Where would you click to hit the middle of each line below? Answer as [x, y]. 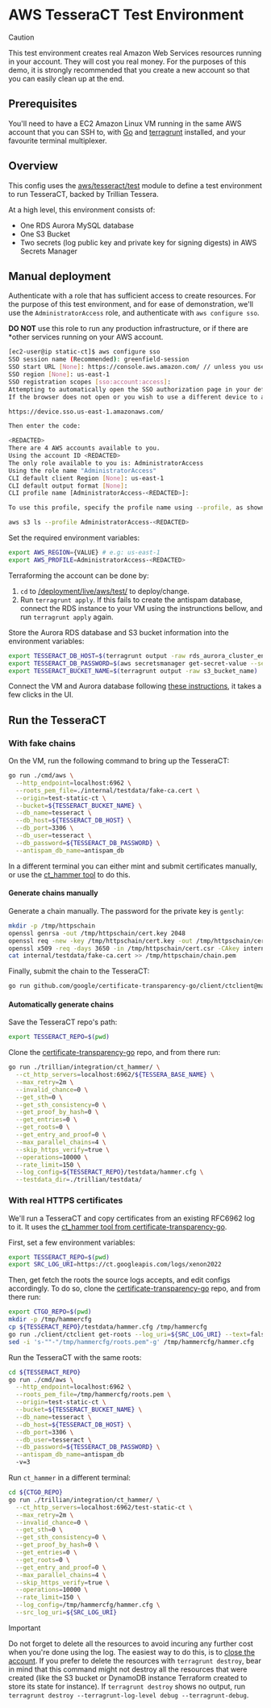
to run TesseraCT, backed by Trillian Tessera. [83, 194]
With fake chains [42, 743]
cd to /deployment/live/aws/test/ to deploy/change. [104, 591]
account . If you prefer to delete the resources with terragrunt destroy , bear [135, 1660]
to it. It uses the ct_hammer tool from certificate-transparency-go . [118, 1227]
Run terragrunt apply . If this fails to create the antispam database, [131, 600]
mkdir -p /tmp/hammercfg [50, 1320]
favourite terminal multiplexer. [58, 140]
